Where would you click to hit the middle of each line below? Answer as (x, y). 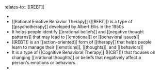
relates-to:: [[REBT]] (24, 7)
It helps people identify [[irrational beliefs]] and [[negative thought (78, 32)
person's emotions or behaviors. (44, 63)
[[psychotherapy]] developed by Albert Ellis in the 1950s (68, 27)
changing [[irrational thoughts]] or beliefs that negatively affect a (76, 57)
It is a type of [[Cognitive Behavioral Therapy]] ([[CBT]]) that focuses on (83, 52)
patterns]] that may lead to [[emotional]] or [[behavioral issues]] (75, 37)
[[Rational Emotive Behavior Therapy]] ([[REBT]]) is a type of (72, 22)
